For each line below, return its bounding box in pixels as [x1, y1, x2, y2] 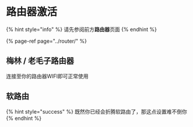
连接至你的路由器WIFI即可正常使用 [6, 73, 89, 80]
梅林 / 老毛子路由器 [6, 56, 75, 66]
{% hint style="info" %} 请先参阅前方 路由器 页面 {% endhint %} [6, 26, 157, 33]
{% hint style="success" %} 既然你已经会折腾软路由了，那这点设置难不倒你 [6, 108, 188, 115]
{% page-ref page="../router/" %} [6, 37, 87, 44]
